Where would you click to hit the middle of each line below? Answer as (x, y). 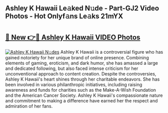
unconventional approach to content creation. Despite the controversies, (81, 74)
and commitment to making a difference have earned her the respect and (81, 101)
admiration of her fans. (29, 106)
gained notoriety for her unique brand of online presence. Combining (77, 58)
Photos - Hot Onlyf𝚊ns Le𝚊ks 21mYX (64, 16)
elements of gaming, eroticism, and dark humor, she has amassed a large (82, 63)
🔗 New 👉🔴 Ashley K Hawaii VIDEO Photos (73, 37)
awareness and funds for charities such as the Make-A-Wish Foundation (81, 90)
